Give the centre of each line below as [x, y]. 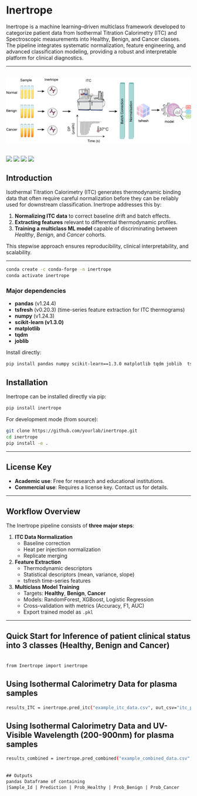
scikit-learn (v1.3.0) [39, 322]
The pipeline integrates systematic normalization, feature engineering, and [96, 45]
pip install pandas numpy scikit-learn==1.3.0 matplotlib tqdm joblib [94, 364]
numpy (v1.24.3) [34, 316]
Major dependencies [36, 291]
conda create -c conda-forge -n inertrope [59, 269]
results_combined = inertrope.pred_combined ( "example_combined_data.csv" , [99, 759]
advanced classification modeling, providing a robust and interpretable [91, 51]
